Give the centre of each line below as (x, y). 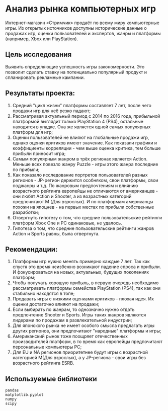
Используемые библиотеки (51, 379)
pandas (12, 390)
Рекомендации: (31, 249)
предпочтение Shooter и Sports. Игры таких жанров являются (79, 315)
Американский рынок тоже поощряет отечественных (70, 336)
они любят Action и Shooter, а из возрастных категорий (72, 196)
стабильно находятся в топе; (44, 294)
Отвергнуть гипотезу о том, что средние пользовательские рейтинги (87, 217)
